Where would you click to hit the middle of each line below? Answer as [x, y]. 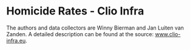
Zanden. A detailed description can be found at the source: [80, 34]
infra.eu [16, 40]
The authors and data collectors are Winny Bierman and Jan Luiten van [95, 28]
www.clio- [168, 34]
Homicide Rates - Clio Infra [75, 11]
